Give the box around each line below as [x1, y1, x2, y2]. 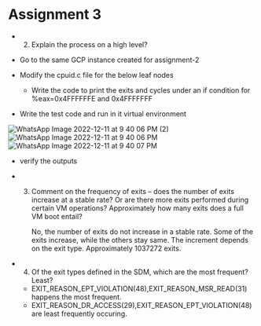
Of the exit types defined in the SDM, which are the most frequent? [31, 267, 249, 277]
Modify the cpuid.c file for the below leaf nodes [19, 70, 175, 79]
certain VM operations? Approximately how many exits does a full [31, 203, 244, 213]
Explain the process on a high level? [31, 39, 148, 49]
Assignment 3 [8, 5, 102, 24]
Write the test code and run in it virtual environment [19, 108, 187, 119]
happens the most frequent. [31, 292, 122, 302]
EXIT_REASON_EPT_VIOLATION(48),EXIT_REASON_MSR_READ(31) [31, 284, 248, 293]
